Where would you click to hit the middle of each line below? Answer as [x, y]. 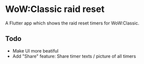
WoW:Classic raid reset [55, 9]
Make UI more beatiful [35, 50]
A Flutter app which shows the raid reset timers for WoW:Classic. [72, 23]
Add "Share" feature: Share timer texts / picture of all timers [74, 56]
